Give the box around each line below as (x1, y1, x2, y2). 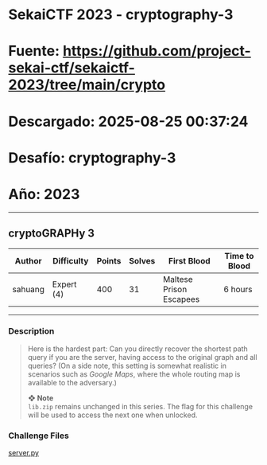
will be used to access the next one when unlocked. (27, 410, 198, 420)
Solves (128, 255, 156, 266)
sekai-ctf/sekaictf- (8, 59, 135, 77)
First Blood (168, 255, 211, 266)
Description (8, 326, 55, 337)
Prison (162, 283, 188, 295)
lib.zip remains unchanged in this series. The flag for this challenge (27, 401, 253, 411)
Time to (224, 250, 254, 261)
